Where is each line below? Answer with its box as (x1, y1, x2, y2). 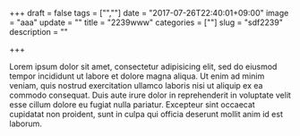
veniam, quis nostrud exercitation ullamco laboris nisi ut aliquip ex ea (9, 81, 263, 90)
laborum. (9, 118, 43, 129)
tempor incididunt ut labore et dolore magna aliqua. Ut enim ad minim (9, 71, 265, 81)
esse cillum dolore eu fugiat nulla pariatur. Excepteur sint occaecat (9, 99, 255, 110)
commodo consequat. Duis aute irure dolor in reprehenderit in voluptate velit (9, 89, 291, 100)
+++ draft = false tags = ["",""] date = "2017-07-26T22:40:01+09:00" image (9, 8, 289, 18)
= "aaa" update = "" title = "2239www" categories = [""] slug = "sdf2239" (9, 17, 284, 28)
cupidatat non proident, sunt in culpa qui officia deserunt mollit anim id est (9, 109, 284, 119)
